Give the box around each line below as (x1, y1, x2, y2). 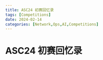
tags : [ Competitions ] (5, 12, 51, 17)
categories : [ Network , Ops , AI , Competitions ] (5, 21, 99, 27)
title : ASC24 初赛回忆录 (5, 7, 54, 13)
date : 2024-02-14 (5, 17, 42, 22)
